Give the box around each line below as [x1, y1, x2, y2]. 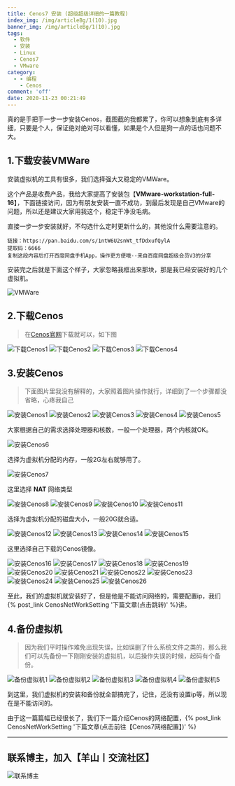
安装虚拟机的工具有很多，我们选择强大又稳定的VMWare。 [7, 174, 173, 183]
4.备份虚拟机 [7, 623, 63, 635]
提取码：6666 [7, 244, 41, 252]
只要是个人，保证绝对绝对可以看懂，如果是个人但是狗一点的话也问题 [19, 124, 215, 132]
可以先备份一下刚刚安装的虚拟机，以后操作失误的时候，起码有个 [30, 652, 215, 660]
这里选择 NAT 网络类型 [7, 485, 73, 493]
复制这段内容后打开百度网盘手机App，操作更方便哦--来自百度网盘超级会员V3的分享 [7, 252, 212, 259]
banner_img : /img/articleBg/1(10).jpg [7, 23, 120, 30]
